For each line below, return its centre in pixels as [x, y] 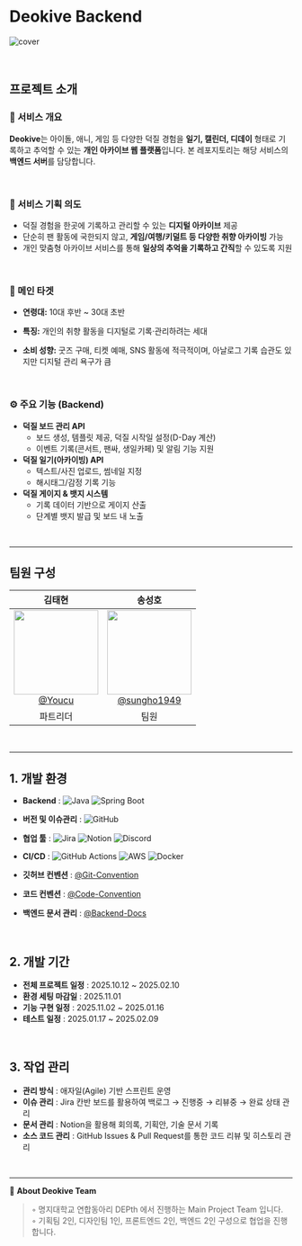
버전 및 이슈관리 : [52, 820]
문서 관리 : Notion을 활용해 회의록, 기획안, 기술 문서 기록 [120, 1124]
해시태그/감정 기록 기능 [76, 482]
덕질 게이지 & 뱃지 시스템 [65, 493]
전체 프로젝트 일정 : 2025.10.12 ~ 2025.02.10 [101, 985]
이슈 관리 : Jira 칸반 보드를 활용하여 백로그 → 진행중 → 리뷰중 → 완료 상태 [151, 1102]
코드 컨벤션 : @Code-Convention [82, 894]
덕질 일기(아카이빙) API [63, 460]
